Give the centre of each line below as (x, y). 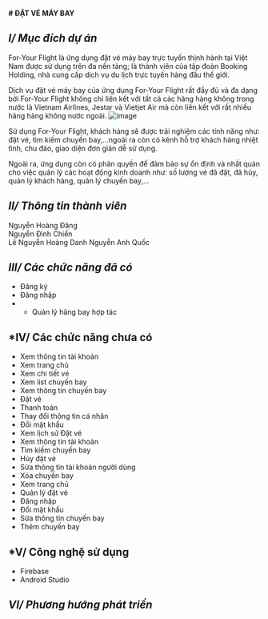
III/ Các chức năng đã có (70, 268)
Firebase (34, 571)
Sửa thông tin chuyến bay (62, 518)
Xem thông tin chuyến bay (63, 391)
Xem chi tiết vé (44, 374)
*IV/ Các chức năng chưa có (80, 337)
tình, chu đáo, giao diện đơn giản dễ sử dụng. (83, 148)
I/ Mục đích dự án (53, 38)
